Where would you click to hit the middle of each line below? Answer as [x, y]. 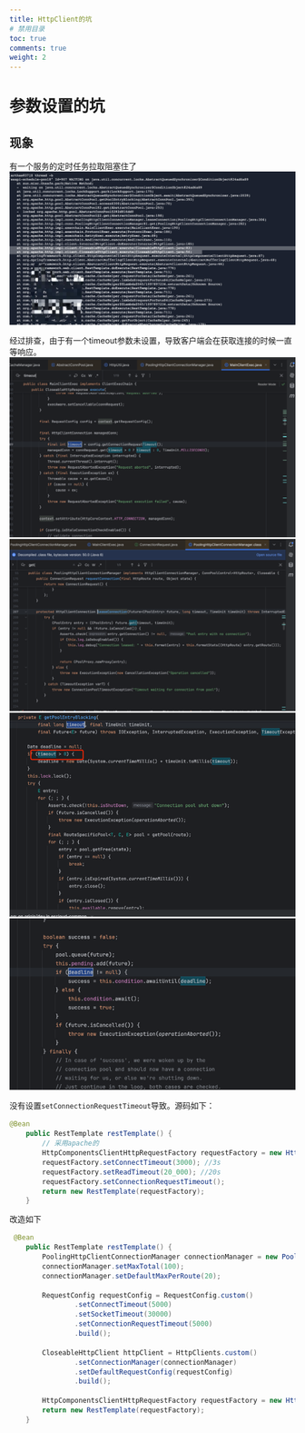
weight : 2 [28, 58]
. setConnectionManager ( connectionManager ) [156, 1362]
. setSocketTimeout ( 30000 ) [123, 1314]
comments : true [38, 48]
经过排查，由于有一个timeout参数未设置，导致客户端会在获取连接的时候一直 [151, 341]
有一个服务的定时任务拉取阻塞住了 [73, 166]
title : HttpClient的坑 [51, 19]
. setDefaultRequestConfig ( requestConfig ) [153, 1372]
